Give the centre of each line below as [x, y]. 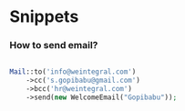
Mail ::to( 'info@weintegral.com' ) [73, 72]
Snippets [44, 17]
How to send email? [54, 45]
